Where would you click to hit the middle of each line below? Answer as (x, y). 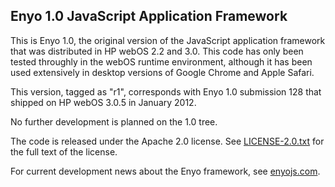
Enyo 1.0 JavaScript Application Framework (149, 16)
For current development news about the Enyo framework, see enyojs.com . (165, 171)
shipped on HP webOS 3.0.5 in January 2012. (103, 102)
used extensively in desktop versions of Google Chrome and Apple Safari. (162, 72)
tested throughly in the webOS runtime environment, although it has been (161, 61)
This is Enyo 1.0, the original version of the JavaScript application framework (168, 40)
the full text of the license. (64, 151)
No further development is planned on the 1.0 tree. (114, 121)
